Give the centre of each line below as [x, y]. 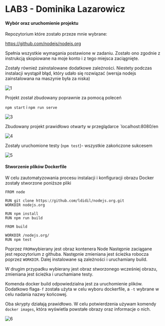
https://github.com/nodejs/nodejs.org [43, 44]
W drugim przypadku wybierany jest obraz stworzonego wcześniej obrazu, [81, 269]
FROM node [15, 192]
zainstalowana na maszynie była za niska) [48, 79]
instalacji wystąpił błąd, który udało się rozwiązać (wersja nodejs [71, 73]
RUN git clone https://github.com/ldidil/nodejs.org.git [65, 201]
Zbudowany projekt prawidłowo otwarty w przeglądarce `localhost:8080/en [82, 127]
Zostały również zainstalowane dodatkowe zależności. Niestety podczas [79, 68]
